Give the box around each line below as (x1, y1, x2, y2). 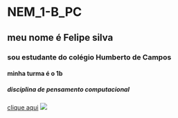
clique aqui (7, 104, 39, 112)
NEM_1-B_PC (7, 4, 82, 20)
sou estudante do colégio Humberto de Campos (7, 52, 172, 62)
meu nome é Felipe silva (7, 32, 114, 43)
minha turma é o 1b (7, 70, 63, 78)
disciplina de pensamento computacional (7, 85, 130, 93)
